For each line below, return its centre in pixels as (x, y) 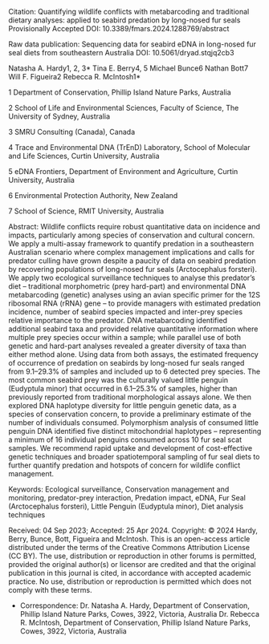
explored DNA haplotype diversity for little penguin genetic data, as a (122, 405)
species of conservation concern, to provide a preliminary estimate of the (130, 414)
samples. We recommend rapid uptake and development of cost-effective (130, 448)
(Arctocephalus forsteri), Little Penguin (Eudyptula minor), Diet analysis (126, 506)
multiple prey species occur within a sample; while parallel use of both (124, 337)
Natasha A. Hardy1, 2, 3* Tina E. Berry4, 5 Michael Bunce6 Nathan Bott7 (128, 68)
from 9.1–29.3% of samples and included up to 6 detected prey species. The (134, 371)
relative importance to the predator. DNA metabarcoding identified (118, 320)
